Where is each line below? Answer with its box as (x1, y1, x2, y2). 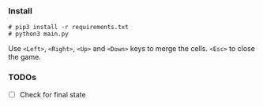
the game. (8, 53, 41, 62)
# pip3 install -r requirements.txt (8, 24, 129, 31)
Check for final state (19, 90, 86, 99)
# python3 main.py (8, 30, 69, 38)
